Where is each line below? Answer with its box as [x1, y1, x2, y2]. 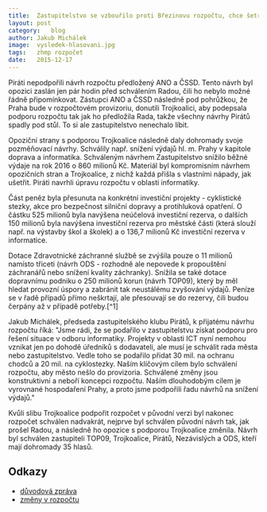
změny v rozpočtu [19, 495, 79, 504]
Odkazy [8, 465, 48, 479]
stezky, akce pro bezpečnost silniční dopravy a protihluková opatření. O [8, 201, 242, 211]
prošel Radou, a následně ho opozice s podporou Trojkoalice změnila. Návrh [8, 425, 258, 434]
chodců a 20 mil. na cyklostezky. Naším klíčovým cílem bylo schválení [8, 359, 238, 368]
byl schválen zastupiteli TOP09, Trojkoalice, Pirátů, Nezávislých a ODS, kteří [8, 433, 257, 443]
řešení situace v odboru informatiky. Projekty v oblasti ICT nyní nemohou [8, 333, 246, 343]
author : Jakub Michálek [8, 33, 87, 42]
